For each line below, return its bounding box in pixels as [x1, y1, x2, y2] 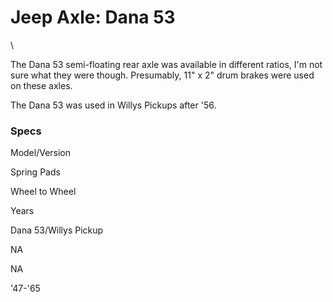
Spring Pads [10, 166, 61, 178]
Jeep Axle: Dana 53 [10, 6, 176, 29]
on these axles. [10, 79, 73, 91]
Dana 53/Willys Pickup [10, 224, 104, 236]
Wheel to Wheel [10, 186, 77, 198]
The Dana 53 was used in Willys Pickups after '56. [10, 99, 217, 111]
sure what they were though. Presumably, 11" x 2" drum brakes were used [10, 69, 315, 81]
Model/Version [10, 147, 72, 159]
